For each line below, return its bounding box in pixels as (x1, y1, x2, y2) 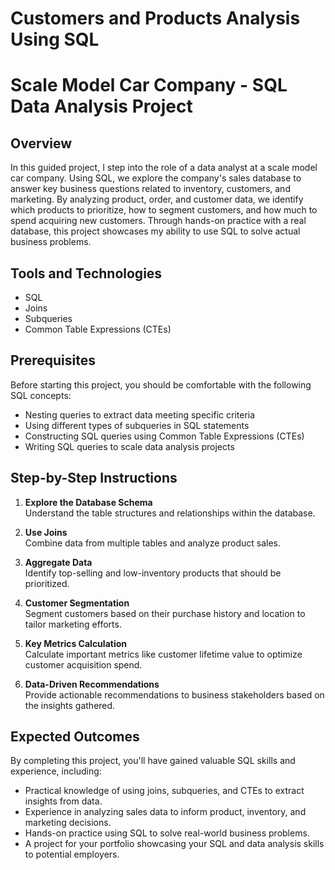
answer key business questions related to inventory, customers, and (10, 183, 291, 195)
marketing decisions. (24, 817, 112, 829)
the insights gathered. (24, 699, 116, 711)
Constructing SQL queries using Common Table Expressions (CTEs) (24, 430, 305, 442)
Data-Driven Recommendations (24, 678, 160, 690)
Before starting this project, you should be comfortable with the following (10, 378, 312, 391)
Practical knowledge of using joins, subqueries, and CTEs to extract (24, 785, 305, 797)
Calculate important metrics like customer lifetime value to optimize (24, 648, 303, 660)
